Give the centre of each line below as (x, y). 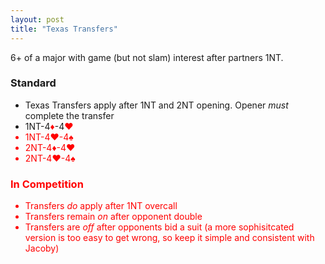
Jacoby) (42, 248)
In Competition (47, 184)
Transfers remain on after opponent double (113, 217)
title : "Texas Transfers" (64, 29)
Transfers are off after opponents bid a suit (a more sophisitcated (159, 227)
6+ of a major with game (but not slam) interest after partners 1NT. (147, 57)
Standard (33, 83)
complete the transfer (69, 115)
